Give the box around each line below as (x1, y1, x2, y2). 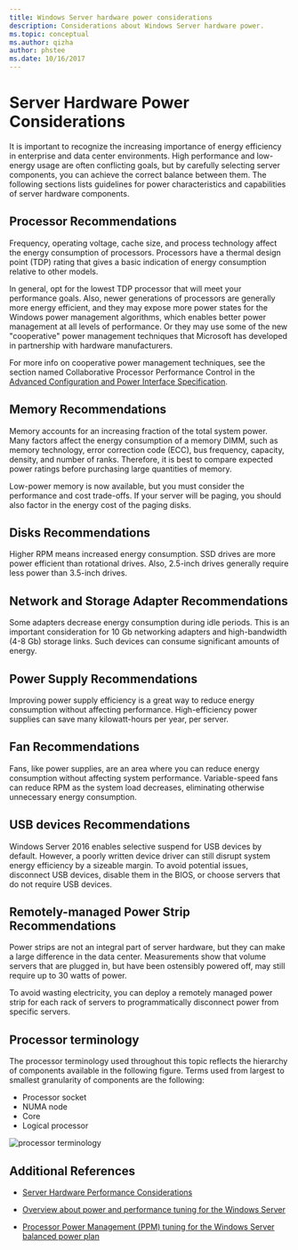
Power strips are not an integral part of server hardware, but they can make (9, 942, 286, 953)
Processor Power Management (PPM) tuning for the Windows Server (21, 1222, 275, 1232)
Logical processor (21, 1120, 89, 1131)
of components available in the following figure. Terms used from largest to (9, 1065, 285, 1077)
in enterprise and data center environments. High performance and (9, 150, 255, 161)
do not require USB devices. (9, 878, 113, 890)
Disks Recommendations (9, 525, 151, 540)
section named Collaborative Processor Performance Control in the (9, 367, 255, 377)
